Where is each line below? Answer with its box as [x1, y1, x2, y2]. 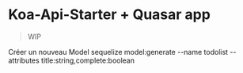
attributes [8, 56, 40, 65]
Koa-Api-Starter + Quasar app [8, 6, 211, 24]
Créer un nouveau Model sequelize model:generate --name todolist [8, 47, 228, 56]
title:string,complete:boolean [40, 56, 135, 65]
